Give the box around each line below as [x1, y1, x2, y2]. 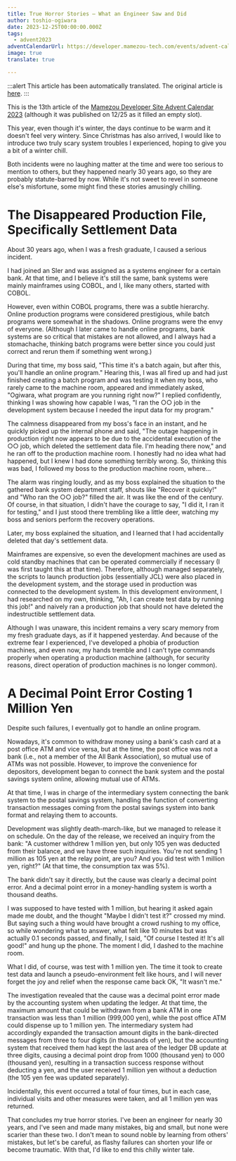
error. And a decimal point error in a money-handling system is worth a [7, 882, 212, 891]
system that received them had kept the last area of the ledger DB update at [7, 1043, 227, 1052]
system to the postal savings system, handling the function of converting [7, 796, 218, 804]
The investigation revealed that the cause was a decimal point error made [7, 991, 221, 999]
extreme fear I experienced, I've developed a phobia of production [7, 638, 199, 647]
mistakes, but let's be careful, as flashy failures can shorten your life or [7, 1138, 213, 1146]
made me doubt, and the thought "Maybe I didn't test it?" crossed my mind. [7, 911, 226, 920]
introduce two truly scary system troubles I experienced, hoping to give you [7, 139, 227, 147]
